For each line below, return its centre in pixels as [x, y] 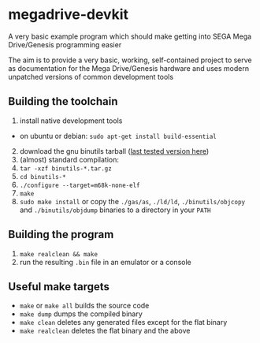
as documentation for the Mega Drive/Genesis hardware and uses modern [129, 68]
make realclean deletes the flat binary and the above [105, 331]
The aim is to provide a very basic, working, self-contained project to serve [130, 60]
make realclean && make [59, 254]
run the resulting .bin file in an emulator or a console [105, 262]
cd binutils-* [43, 177]
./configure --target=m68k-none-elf [80, 185]
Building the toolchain [63, 101]
